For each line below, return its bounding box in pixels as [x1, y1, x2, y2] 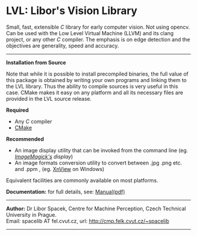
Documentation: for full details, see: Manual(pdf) [6, 188, 125, 195]
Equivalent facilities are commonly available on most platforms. [6, 177, 158, 184]
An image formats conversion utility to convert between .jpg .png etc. [14, 159, 182, 166]
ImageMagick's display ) [14, 153, 73, 160]
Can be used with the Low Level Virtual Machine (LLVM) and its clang [6, 29, 174, 36]
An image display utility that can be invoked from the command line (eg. [14, 146, 189, 153]
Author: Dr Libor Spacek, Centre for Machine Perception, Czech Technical [6, 205, 186, 212]
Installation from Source [6, 59, 66, 66]
